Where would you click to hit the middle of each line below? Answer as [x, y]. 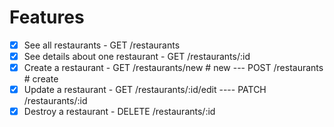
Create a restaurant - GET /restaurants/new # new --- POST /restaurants [173, 68]
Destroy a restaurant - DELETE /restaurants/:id [119, 112]
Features [47, 17]
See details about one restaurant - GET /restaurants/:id [137, 56]
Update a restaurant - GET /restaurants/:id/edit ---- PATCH [145, 90]
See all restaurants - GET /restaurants [102, 45]
